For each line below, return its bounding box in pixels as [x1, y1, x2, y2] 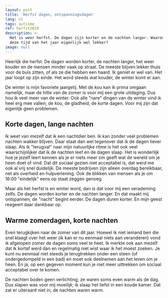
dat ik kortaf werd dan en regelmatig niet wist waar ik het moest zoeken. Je [5, 245, 160, 251]
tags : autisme [5, 21, 35, 27]
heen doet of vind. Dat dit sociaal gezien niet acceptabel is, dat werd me [5, 160, 154, 166]
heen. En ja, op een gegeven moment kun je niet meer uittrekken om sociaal [5, 261, 161, 267]
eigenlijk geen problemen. [5, 105, 59, 111]
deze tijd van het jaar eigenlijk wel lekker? [9, 40, 108, 45]
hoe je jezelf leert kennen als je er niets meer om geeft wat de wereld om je [5, 155, 160, 161]
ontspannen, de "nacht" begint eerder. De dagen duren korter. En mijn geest [5, 196, 162, 202]
